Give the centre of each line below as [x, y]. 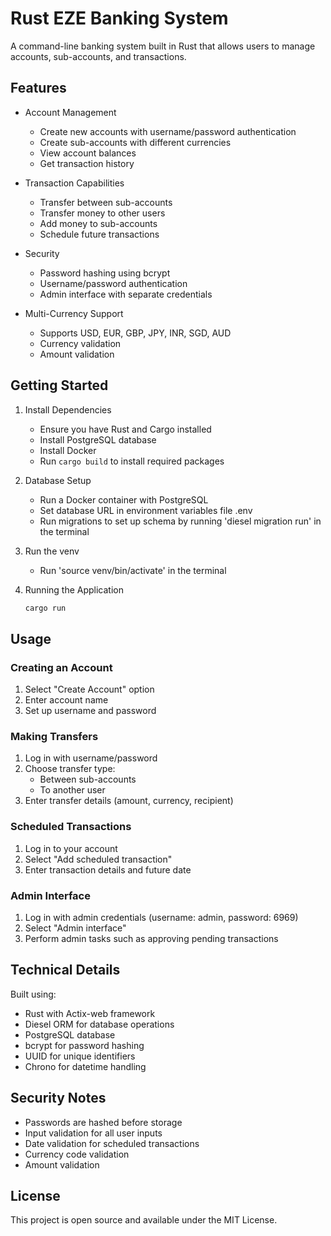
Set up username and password [90, 711]
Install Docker [68, 450]
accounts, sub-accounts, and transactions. [98, 56]
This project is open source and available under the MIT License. [144, 1220]
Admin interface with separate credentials [126, 294]
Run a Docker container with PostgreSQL [124, 499]
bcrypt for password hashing [84, 1045]
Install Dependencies [68, 409]
